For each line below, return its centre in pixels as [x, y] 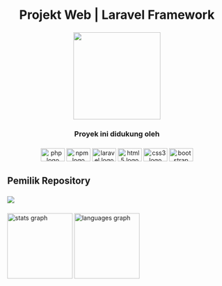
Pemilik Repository [49, 181]
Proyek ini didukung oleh [117, 134]
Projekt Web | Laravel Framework [117, 15]
